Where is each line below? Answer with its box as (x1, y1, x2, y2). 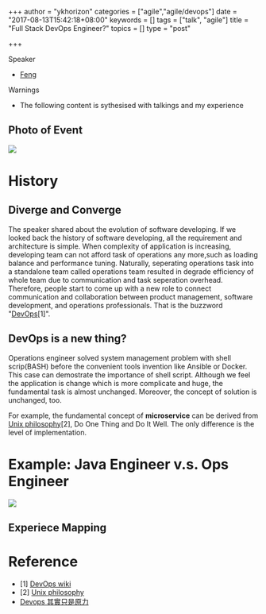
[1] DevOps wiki (19, 579, 71, 589)
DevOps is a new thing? (8, 332, 127, 346)
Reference (8, 553, 78, 571)
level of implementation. (8, 427, 87, 437)
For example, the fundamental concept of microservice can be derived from (8, 411, 259, 420)
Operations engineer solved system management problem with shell (8, 353, 232, 362)
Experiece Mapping (8, 520, 107, 535)
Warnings (8, 85, 40, 95)
